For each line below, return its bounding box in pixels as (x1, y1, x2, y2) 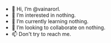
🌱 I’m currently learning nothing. (11, 18, 89, 24)
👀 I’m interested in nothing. (11, 12, 76, 19)
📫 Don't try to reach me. (11, 31, 71, 37)
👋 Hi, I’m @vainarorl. (11, 6, 61, 12)
